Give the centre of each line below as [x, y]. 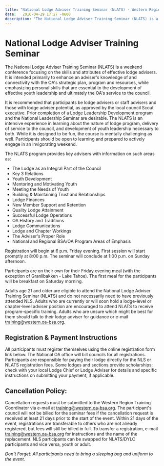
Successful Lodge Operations [42, 215]
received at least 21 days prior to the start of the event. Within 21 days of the [82, 418]
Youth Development [32, 179]
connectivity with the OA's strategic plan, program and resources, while [77, 83]
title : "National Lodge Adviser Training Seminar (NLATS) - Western [76, 10]
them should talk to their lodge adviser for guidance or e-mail [67, 317]
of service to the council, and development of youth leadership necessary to [82, 129]
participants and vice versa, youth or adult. [48, 444]
